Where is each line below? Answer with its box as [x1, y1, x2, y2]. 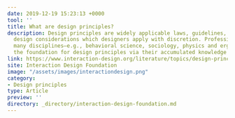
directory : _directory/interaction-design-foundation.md [7, 101, 177, 108]
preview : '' [7, 94, 42, 101]
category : [7, 74, 36, 82]
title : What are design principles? [7, 23, 114, 30]
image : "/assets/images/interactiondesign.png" [7, 68, 149, 75]
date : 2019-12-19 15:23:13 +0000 [7, 10, 105, 17]
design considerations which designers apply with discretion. [13, 36, 201, 43]
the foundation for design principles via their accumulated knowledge [13, 49, 227, 56]
